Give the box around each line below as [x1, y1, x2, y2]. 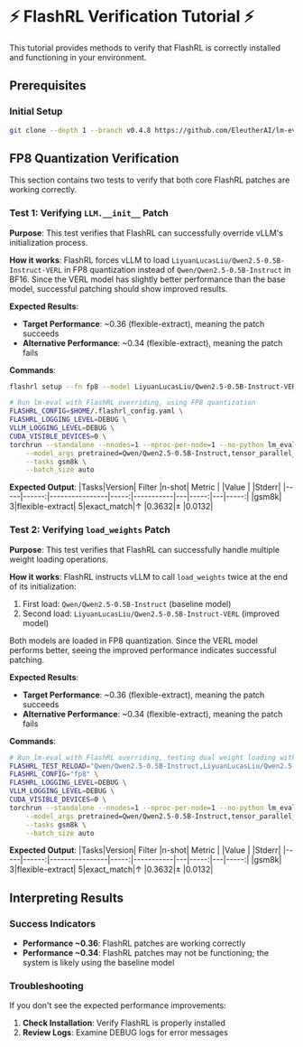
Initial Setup [9, 105, 63, 117]
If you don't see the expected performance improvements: [9, 1000, 227, 1011]
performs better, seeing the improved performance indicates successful [9, 644, 277, 655]
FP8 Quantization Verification [9, 150, 179, 166]
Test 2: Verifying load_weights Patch [9, 524, 171, 537]
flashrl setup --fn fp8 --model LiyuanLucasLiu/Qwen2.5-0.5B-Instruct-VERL [9, 382, 300, 391]
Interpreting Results [9, 890, 124, 905]
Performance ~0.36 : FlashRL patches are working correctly [22, 938, 246, 949]
